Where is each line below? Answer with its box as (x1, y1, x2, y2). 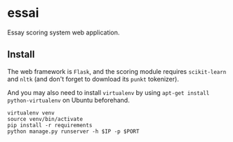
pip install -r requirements (7, 122, 93, 129)
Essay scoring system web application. (7, 28, 120, 37)
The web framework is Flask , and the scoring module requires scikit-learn (7, 67, 227, 75)
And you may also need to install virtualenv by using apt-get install (7, 88, 210, 96)
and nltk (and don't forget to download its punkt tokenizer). (7, 75, 179, 83)
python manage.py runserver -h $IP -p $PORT (7, 128, 140, 135)
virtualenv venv (7, 109, 55, 117)
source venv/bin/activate (7, 115, 83, 122)
